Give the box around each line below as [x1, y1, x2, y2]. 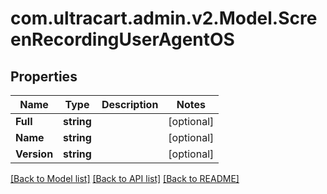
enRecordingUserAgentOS [10, 28, 235, 51]
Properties [10, 68, 78, 85]
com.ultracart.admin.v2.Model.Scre [10, 7, 318, 30]
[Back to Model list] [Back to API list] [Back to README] [10, 173, 240, 184]
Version [15, 147, 54, 161]
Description [101, 98, 159, 111]
